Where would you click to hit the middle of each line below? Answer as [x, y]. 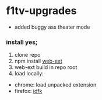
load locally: [29, 74]
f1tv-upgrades [41, 11]
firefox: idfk [28, 91]
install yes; [22, 42]
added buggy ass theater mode [52, 27]
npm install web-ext [38, 61]
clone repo [27, 55]
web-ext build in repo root [46, 67]
